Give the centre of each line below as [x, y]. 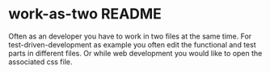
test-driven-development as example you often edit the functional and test [132, 44]
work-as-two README [85, 14]
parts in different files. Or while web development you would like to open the [135, 53]
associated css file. [40, 62]
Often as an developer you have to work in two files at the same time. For [130, 36]
